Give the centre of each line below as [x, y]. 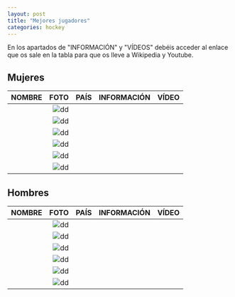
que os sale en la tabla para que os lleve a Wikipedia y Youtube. [100, 55]
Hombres [28, 193]
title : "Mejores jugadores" [49, 21]
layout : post [27, 14]
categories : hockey [36, 27]
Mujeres [26, 77]
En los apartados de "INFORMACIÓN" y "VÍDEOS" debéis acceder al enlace [118, 48]
